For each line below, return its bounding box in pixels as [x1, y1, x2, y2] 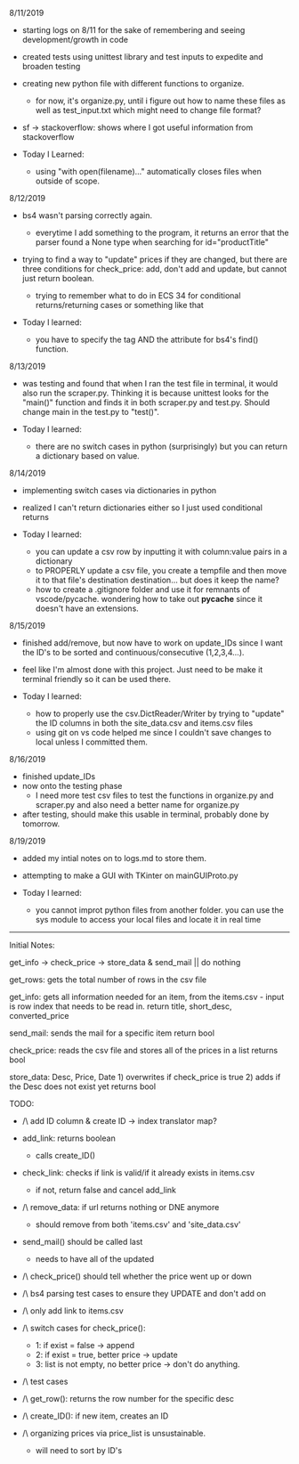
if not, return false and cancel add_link [35, 1184, 176, 1195]
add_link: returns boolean [21, 1133, 116, 1143]
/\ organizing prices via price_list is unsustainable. [21, 1428, 206, 1438]
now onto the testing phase [21, 781, 123, 791]
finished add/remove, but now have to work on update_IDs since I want [21, 638, 283, 648]
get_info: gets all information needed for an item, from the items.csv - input [9, 992, 285, 1002]
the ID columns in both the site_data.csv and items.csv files [35, 718, 254, 728]
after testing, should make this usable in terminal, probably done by [21, 809, 270, 819]
